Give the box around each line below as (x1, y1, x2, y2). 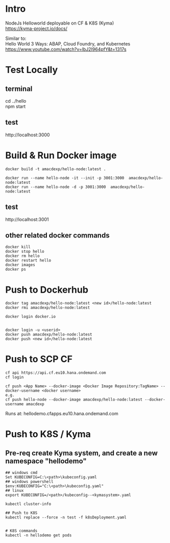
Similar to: (5, 35, 27, 41)
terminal (5, 84, 33, 93)
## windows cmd (5, 470, 38, 476)
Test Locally (5, 64, 58, 76)
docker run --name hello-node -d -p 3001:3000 (5, 184, 106, 190)
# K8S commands (5, 528, 38, 534)
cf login (5, 375, 24, 380)
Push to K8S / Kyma (5, 429, 91, 440)
